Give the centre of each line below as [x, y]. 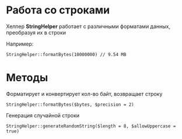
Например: [20, 44]
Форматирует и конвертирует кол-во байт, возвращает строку [84, 93]
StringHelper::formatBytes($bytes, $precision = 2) [70, 105]
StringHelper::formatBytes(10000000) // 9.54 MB [66, 54]
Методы [27, 78]
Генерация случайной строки [43, 115]
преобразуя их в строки [36, 32]
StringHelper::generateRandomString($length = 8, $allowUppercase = [91, 126]
